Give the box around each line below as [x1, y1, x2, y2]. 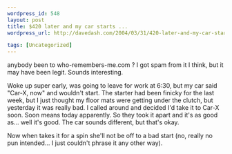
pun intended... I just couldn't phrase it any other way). [7, 139, 163, 147]
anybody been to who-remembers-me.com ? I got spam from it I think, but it [7, 61, 224, 69]
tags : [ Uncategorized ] [7, 42, 72, 49]
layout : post [7, 17, 45, 23]
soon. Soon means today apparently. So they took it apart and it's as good [7, 111, 218, 119]
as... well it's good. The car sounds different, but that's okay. [7, 118, 180, 126]
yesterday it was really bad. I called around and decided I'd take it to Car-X [7, 104, 220, 112]
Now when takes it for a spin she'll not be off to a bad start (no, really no [7, 132, 213, 140]
